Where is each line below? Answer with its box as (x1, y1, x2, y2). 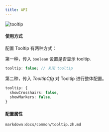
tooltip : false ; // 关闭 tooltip (5, 65, 73, 70)
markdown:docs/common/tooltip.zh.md (5, 122, 81, 127)
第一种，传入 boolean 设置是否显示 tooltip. (5, 55, 91, 61)
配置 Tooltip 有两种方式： (5, 45, 57, 51)
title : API (5, 7, 28, 12)
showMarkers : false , (9, 94, 52, 100)
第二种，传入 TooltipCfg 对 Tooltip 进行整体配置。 (5, 75, 107, 81)
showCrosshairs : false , (9, 90, 59, 95)
